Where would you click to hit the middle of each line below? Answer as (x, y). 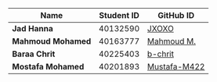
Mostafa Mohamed (48, 67)
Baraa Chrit (34, 54)
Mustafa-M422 (176, 67)
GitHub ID (176, 15)
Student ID (119, 15)
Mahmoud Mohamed (52, 41)
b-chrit (161, 54)
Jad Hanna (33, 29)
